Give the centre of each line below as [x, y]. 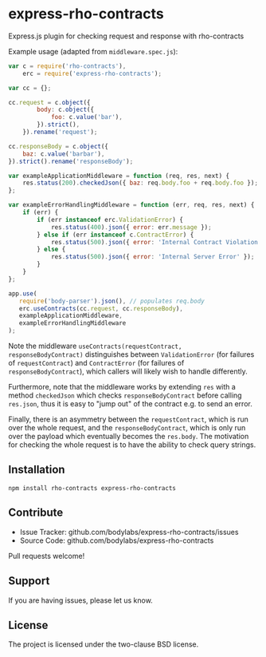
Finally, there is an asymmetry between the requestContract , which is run [128, 419]
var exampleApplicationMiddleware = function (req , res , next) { [119, 176]
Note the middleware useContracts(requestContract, [95, 346]
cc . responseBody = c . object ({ [59, 146]
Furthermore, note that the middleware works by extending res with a [122, 387]
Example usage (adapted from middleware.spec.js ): [93, 51]
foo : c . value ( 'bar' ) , [87, 117]
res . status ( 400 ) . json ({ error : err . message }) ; [131, 227]
